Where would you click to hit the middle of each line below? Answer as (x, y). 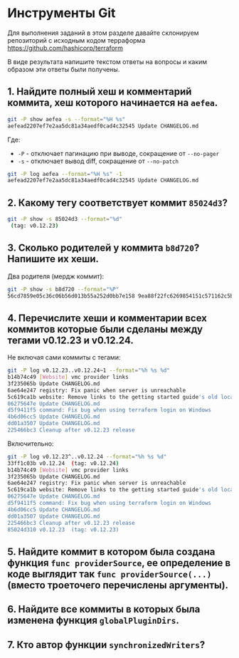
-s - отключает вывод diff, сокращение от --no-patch (98, 161)
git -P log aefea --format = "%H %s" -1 (65, 174)
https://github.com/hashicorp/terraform (65, 48)
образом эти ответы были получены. (64, 69)
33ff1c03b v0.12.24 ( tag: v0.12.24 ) (63, 463)
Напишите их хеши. (53, 259)
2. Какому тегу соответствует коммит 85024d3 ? (118, 203)
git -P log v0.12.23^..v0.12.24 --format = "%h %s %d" (87, 456)
